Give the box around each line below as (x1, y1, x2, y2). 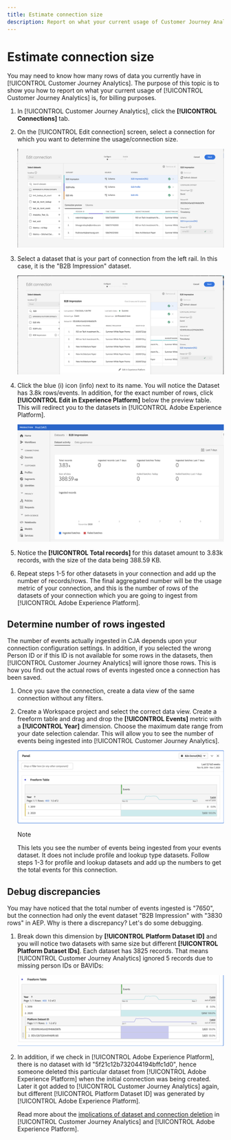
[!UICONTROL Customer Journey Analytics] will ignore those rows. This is (7, 659, 217, 667)
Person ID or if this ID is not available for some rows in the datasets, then (7, 651, 213, 660)
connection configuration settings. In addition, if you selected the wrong (7, 644, 212, 652)
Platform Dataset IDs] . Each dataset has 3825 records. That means (16, 947, 208, 955)
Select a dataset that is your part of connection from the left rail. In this (16, 254, 218, 262)
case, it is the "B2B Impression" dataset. (16, 262, 132, 270)
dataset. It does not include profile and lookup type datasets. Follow (16, 851, 210, 859)
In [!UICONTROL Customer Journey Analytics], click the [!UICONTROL (16, 107, 218, 115)
